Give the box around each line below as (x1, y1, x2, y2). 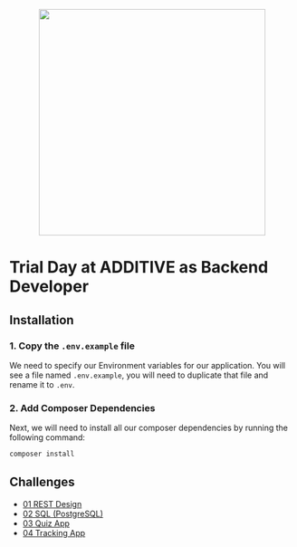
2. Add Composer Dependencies (9, 401, 156, 414)
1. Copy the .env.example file (9, 340, 136, 352)
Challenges (9, 475, 75, 490)
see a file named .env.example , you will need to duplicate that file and (9, 369, 269, 380)
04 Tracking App (22, 527, 86, 538)
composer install (9, 449, 75, 459)
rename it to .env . (9, 379, 75, 389)
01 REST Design (22, 498, 82, 509)
